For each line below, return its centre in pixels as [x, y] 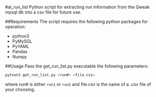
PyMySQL [22, 41]
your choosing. [20, 89]
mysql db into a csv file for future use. [43, 12]
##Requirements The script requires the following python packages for [77, 22]
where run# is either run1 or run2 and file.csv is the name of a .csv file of [78, 84]
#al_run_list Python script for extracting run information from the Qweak [78, 7]
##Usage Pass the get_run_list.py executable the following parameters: [77, 66]
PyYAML [21, 46]
